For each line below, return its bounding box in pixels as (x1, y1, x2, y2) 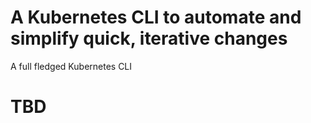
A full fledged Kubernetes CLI (10, 60, 133, 72)
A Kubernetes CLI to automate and (10, 6, 302, 29)
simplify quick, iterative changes (10, 27, 288, 50)
